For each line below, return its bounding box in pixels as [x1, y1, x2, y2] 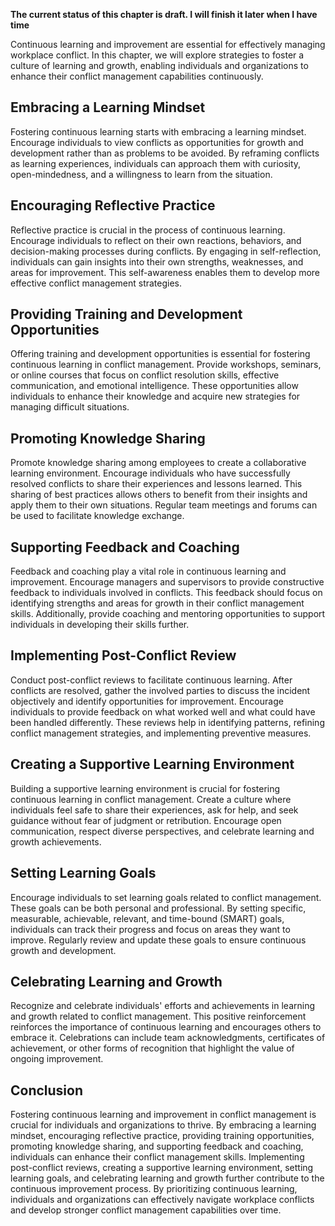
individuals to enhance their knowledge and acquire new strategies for [10, 390, 301, 403]
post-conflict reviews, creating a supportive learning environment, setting [10, 1162, 314, 1174]
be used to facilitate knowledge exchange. [10, 510, 185, 522]
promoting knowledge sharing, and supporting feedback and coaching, [10, 1140, 304, 1153]
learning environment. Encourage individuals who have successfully [10, 467, 291, 479]
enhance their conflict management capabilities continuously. [10, 70, 264, 82]
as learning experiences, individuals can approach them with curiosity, [10, 157, 302, 169]
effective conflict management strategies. [10, 277, 183, 289]
